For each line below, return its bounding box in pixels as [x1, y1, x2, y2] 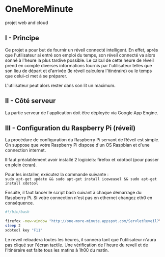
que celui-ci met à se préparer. [5, 73, 68, 79]
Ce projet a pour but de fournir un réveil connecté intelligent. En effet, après [5, 47, 158, 52]
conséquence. [5, 200, 34, 206]
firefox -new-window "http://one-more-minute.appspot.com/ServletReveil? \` [5, 219, 164, 224]
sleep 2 [5, 223, 21, 228]
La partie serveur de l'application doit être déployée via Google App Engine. [5, 109, 159, 116]
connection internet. [5, 147, 46, 153]
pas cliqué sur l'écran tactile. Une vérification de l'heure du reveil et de [5, 242, 148, 248]
